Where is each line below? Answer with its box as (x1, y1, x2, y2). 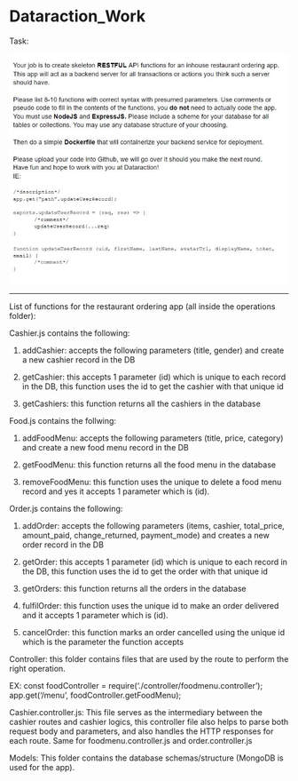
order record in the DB (21, 539, 105, 550)
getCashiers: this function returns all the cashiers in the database (21, 398, 262, 409)
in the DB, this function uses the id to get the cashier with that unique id (21, 380, 284, 392)
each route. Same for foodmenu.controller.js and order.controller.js (9, 735, 253, 745)
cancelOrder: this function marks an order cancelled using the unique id (21, 626, 286, 637)
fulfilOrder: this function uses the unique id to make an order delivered (21, 600, 279, 610)
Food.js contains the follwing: (9, 415, 117, 426)
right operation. (9, 663, 67, 673)
